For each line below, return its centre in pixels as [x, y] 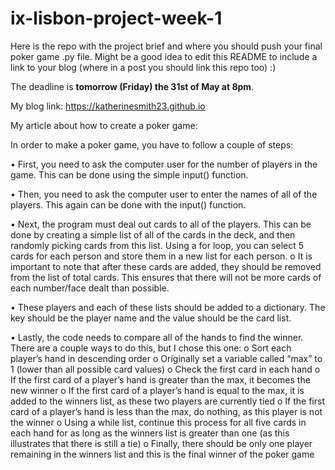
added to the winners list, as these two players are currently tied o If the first [167, 401]
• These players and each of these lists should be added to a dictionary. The [168, 307]
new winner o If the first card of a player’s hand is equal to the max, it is [157, 390]
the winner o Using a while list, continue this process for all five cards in [158, 422]
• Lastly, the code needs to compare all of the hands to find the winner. [157, 337]
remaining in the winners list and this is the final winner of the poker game [162, 454]
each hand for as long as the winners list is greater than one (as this [150, 433]
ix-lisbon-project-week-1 [116, 18]
